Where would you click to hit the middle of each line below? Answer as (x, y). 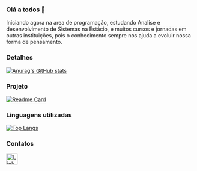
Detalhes (20, 58)
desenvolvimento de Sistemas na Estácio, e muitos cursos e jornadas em (96, 29)
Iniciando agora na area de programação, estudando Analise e (83, 23)
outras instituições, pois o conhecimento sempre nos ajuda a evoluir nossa (98, 36)
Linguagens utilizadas (39, 115)
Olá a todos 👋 (26, 10)
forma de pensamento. (35, 42)
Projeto (17, 86)
